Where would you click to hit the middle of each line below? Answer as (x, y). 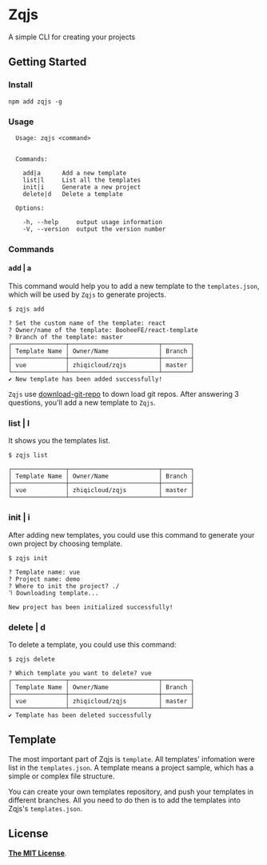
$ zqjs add (26, 310)
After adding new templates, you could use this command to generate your (132, 535)
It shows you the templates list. (59, 441)
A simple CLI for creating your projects (72, 37)
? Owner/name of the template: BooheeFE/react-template (103, 330)
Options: (30, 208)
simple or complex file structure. (62, 776)
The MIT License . (38, 853)
